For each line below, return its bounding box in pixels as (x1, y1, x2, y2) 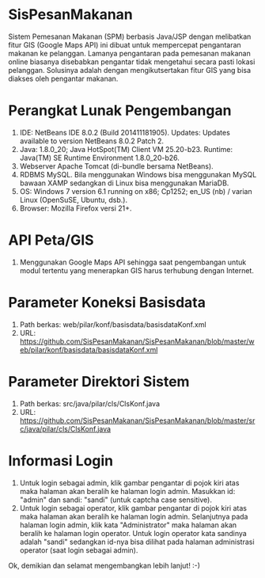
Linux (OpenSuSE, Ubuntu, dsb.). (19, 195, 128, 204)
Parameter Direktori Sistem (8, 372, 190, 390)
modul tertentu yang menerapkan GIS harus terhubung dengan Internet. (19, 265, 255, 275)
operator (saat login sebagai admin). (19, 545, 138, 555)
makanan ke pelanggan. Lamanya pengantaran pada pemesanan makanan (8, 48, 251, 58)
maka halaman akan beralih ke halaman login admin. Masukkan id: (19, 486, 236, 496)
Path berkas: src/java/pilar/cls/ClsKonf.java (19, 398, 161, 409)
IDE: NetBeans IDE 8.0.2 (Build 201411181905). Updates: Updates (19, 127, 231, 137)
